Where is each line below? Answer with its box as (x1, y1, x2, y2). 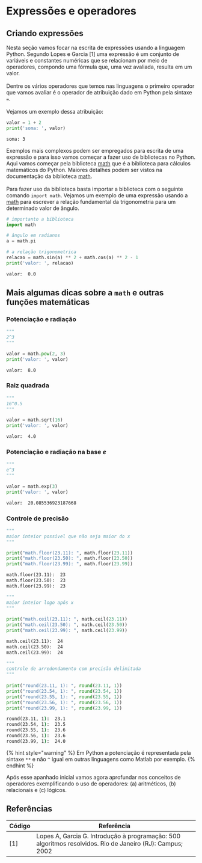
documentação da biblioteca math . (6, 173, 93, 180)
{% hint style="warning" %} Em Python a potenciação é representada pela (6, 749, 191, 756)
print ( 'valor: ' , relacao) (6, 260, 74, 266)
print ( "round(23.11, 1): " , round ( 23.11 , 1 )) (6, 683, 122, 689)
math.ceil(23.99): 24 (6, 650, 63, 656)
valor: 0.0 (6, 271, 36, 277)
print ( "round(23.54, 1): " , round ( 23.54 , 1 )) (6, 688, 122, 694)
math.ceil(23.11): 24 (6, 638, 63, 644)
